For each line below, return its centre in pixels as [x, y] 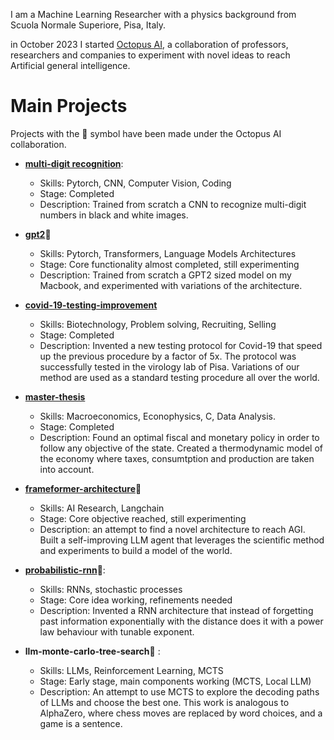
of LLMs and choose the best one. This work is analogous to [164, 702]
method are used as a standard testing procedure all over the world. [179, 377]
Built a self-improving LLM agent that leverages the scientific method [182, 540]
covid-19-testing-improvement [91, 305]
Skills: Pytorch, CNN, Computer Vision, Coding [135, 183]
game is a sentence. [81, 723]
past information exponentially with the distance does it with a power [181, 621]
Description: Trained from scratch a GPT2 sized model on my [165, 275]
